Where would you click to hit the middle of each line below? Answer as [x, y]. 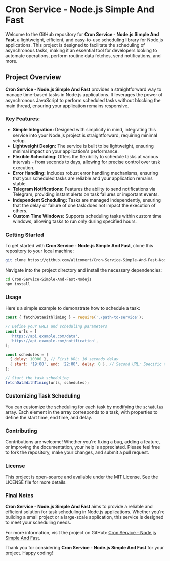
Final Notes [19, 495]
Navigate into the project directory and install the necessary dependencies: [84, 270]
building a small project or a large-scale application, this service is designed [84, 517]
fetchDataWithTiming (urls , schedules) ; [47, 383]
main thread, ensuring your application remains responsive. [67, 106]
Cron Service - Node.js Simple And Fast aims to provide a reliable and [79, 506]
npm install [18, 284]
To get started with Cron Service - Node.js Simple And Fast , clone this [79, 246]
